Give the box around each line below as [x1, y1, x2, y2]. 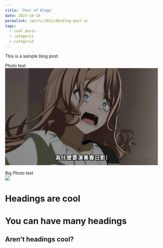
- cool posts [9, 28, 36, 34]
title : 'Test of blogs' [5, 8, 54, 13]
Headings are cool [5, 193, 81, 204]
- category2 [9, 39, 34, 44]
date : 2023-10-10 [5, 13, 41, 18]
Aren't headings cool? [5, 235, 74, 243]
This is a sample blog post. [5, 53, 59, 59]
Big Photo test [5, 170, 34, 176]
